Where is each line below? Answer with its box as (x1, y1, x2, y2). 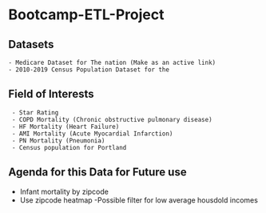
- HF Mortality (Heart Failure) (11, 123, 120, 131)
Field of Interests (8, 87, 94, 101)
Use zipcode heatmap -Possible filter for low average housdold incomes (19, 195, 258, 205)
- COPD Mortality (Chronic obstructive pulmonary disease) (11, 115, 213, 123)
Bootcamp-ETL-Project (8, 6, 165, 24)
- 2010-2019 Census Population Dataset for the (8, 66, 170, 74)
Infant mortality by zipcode (19, 187, 109, 196)
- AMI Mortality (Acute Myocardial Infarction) (11, 130, 173, 138)
